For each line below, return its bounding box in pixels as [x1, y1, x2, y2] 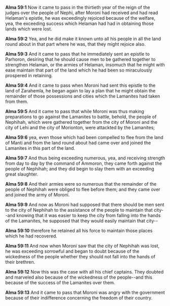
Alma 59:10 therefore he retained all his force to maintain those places [5, 228, 153, 233]
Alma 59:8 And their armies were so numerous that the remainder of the [5, 181, 157, 187]
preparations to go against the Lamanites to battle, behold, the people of [5, 114, 157, 120]
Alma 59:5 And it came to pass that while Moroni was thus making [5, 109, 145, 114]
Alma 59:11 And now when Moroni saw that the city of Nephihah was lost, [5, 243, 160, 249]
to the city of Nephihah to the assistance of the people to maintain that [5, 207, 153, 213]
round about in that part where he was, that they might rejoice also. [5, 41, 146, 47]
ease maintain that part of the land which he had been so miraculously [5, 67, 152, 73]
